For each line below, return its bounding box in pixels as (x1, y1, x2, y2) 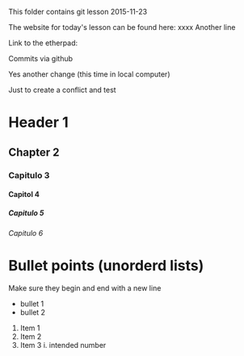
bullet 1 (19, 299, 44, 308)
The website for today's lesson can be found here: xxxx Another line (8, 23, 236, 31)
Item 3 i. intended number (19, 341, 107, 350)
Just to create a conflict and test (8, 85, 116, 94)
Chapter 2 (8, 145, 60, 159)
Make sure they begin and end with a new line (8, 283, 162, 293)
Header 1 (8, 113, 69, 132)
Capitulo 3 (8, 170, 50, 181)
